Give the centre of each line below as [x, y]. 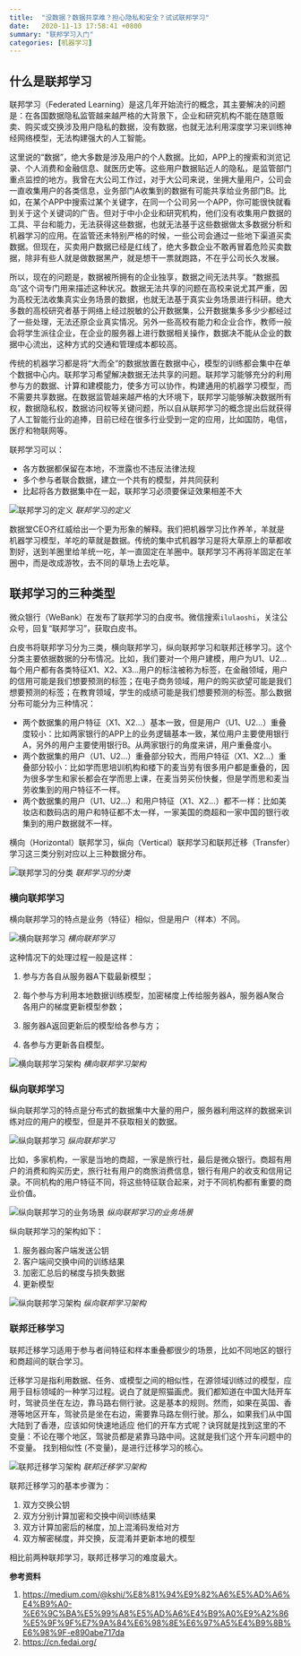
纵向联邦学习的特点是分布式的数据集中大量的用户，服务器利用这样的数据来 [146, 1110]
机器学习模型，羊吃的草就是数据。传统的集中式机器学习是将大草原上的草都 [146, 541]
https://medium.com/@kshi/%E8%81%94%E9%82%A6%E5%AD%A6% [156, 1594]
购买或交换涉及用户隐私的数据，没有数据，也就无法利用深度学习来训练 [154, 127]
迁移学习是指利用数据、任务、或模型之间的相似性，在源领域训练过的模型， [146, 1380]
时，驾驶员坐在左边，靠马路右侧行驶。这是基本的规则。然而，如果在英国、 [146, 1402]
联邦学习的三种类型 [62, 594]
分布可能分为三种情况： [52, 703]
